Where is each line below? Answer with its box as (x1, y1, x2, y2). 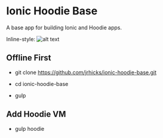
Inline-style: (6, 35, 36, 42)
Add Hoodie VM (6, 109, 66, 119)
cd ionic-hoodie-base (14, 80, 69, 87)
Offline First (6, 53, 51, 63)
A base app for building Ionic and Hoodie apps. (6, 24, 122, 31)
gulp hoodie (14, 125, 45, 132)
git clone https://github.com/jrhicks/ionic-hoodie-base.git (14, 69, 157, 76)
